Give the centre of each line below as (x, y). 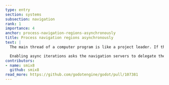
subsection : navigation (30, 19)
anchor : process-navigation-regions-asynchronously (60, 33)
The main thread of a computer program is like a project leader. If (84, 47)
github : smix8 (24, 70)
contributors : (20, 60)
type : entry (18, 10)
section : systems (23, 14)
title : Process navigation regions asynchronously (59, 38)
